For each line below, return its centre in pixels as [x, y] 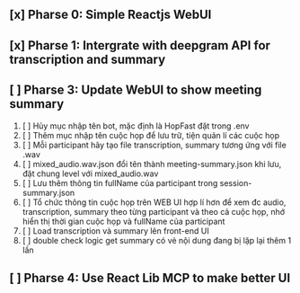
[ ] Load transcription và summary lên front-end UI [115, 231]
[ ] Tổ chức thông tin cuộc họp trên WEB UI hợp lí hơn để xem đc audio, [154, 202]
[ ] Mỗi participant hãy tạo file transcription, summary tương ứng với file [154, 145]
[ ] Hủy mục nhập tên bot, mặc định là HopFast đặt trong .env [136, 126]
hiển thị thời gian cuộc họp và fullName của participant [124, 221]
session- [236, 182]
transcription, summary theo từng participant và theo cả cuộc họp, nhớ [154, 211]
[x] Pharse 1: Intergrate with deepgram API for [140, 45]
